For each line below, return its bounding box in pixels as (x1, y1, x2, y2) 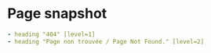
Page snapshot (7, 5, 107, 23)
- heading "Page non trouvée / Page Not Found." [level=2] (7, 37, 205, 45)
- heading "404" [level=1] (7, 30, 96, 38)
